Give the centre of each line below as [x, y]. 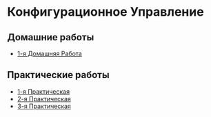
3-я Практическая [44, 106]
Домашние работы [51, 37]
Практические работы [58, 75]
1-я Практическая [43, 91]
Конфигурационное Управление [106, 12]
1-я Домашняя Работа [50, 53]
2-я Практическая [44, 99]
